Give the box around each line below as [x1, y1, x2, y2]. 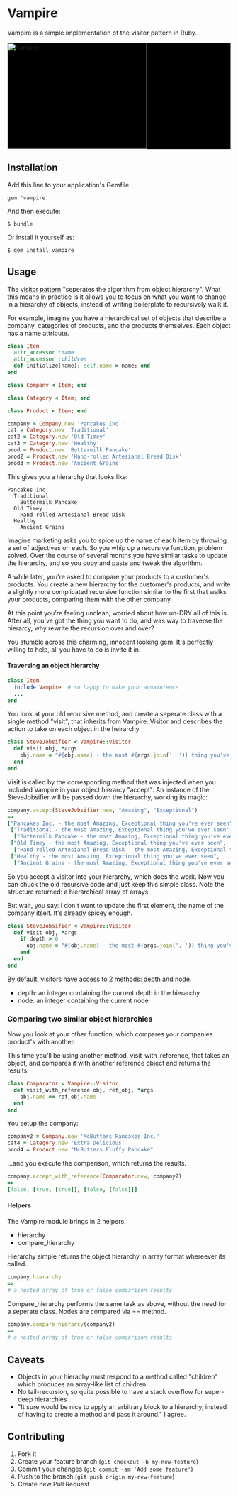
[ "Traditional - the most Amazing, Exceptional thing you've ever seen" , [10, 826, 233, 833]
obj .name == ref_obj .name [20, 1093, 97, 1100]
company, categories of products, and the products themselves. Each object [7, 321, 231, 329]
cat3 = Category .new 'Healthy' [7, 440, 100, 447]
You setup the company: [7, 1119, 79, 1128]
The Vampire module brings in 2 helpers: [7, 1217, 126, 1225]
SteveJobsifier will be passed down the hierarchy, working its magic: [7, 793, 208, 801]
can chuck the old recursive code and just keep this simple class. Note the [7, 880, 225, 888]
